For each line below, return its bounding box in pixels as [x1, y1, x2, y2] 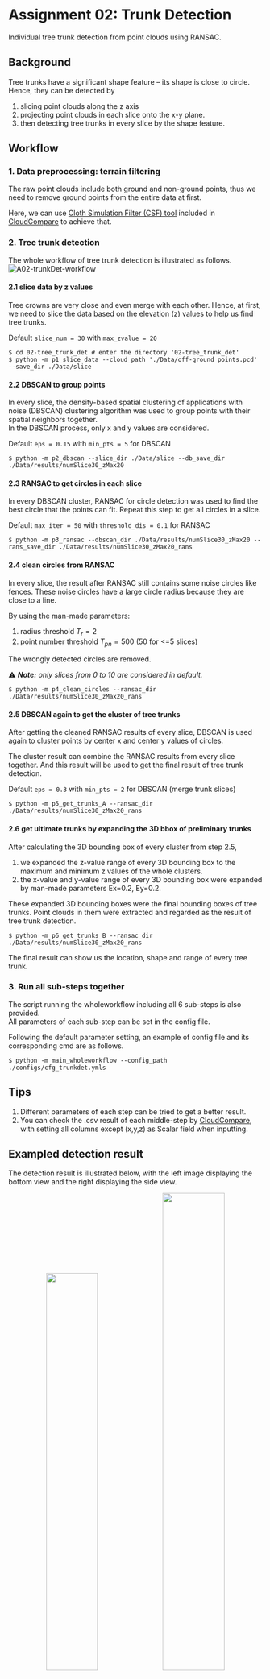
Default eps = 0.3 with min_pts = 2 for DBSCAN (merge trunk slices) [8, 784, 236, 794]
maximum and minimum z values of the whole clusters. [19, 866, 203, 876]
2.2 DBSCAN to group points [8, 379, 106, 389]
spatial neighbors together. [8, 415, 98, 425]
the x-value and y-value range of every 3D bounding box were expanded [19, 874, 263, 884]
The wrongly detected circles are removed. [8, 654, 152, 664]
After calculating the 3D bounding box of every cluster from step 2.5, [8, 842, 237, 852]
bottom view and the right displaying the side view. [8, 1177, 177, 1187]
